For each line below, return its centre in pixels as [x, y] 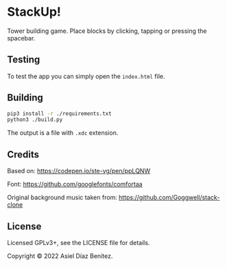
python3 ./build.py [35, 120]
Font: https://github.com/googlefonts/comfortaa [75, 184]
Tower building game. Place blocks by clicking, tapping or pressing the [107, 31]
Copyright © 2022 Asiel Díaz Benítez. [60, 256]
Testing [24, 60]
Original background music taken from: [62, 198]
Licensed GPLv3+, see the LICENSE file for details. [79, 242]
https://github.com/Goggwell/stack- [169, 198]
